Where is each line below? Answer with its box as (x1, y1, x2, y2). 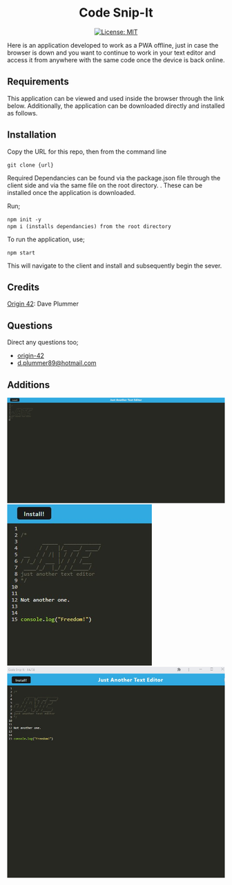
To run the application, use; (7, 235, 85, 243)
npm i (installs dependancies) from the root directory (7, 223, 171, 230)
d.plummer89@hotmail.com (17, 359, 97, 367)
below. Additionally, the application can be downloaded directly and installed (7, 102, 225, 110)
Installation (7, 129, 57, 141)
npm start (7, 249, 36, 257)
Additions (7, 379, 50, 391)
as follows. (7, 109, 38, 117)
